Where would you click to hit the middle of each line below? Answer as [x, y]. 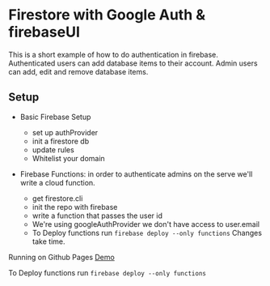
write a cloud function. [57, 182]
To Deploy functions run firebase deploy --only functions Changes [147, 233]
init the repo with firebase [75, 207]
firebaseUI [44, 32]
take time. [49, 241]
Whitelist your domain [68, 158]
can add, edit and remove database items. [78, 71]
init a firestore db [61, 141]
